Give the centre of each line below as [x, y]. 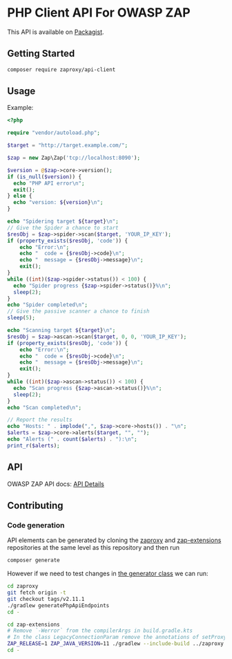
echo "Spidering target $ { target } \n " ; [63, 222]
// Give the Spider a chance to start [63, 228]
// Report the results [40, 420]
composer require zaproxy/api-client [61, 69]
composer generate [33, 560]
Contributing [35, 506]
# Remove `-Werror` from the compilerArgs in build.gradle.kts [100, 631]
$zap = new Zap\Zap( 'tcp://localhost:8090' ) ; [74, 158]
